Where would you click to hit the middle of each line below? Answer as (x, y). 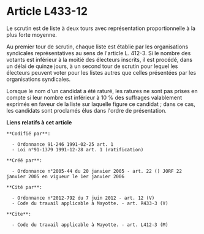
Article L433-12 (47, 11)
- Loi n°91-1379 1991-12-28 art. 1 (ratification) (78, 149)
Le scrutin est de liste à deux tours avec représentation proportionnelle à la (101, 28)
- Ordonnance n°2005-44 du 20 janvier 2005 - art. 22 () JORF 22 (97, 171)
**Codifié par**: (28, 134)
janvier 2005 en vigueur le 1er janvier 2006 (65, 176)
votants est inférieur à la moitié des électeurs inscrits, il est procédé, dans (100, 59)
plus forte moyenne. (32, 34)
